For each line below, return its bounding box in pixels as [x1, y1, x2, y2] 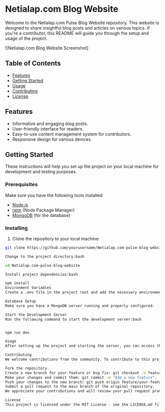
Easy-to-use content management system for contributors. [12, 131, 132, 137]
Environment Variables [5, 285, 52, 290]
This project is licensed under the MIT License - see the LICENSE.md [5, 402, 153, 407]
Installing [5, 224, 28, 231]
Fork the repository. [5, 366, 50, 371]
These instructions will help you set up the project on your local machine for [5, 163, 159, 169]
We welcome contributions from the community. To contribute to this [5, 357, 151, 362]
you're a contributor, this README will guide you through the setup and [5, 30, 149, 36]
